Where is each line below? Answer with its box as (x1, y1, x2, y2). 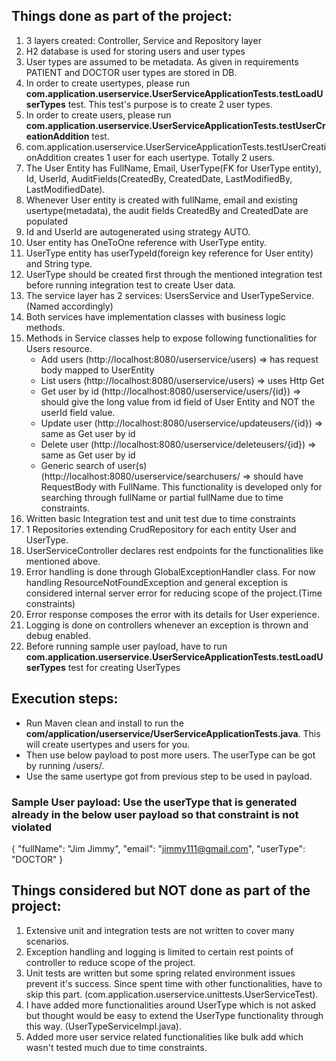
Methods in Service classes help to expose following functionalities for (25, 332, 318, 344)
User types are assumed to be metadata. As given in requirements (25, 55, 299, 68)
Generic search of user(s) (40, 459, 148, 471)
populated (25, 215, 69, 227)
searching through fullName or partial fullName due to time (40, 491, 284, 503)
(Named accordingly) (25, 300, 114, 312)
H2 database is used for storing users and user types (25, 45, 246, 57)
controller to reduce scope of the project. (25, 956, 196, 968)
